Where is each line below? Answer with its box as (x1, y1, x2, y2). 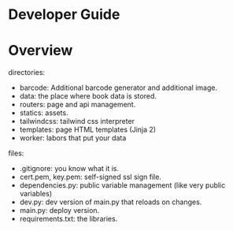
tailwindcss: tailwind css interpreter (19, 117, 135, 126)
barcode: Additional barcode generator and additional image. (19, 83, 218, 92)
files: (8, 148, 24, 158)
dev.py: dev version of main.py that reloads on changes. (19, 197, 202, 207)
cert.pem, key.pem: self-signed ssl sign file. (19, 172, 161, 182)
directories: (8, 68, 46, 77)
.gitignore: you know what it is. (19, 164, 120, 173)
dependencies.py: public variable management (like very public (19, 181, 226, 190)
